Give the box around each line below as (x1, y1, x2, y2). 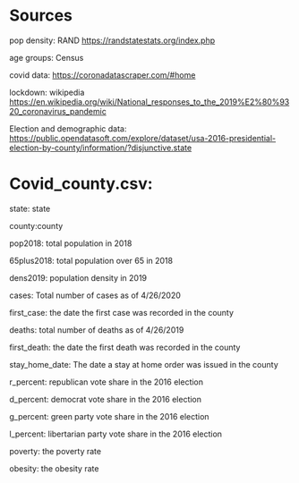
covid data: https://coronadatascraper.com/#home (9, 69, 196, 80)
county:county (9, 220, 64, 231)
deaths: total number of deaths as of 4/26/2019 (9, 324, 184, 335)
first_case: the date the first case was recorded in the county (9, 307, 235, 318)
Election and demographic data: (9, 123, 127, 134)
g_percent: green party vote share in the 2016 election (9, 411, 209, 421)
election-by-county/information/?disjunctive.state (9, 142, 192, 153)
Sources (9, 5, 73, 26)
